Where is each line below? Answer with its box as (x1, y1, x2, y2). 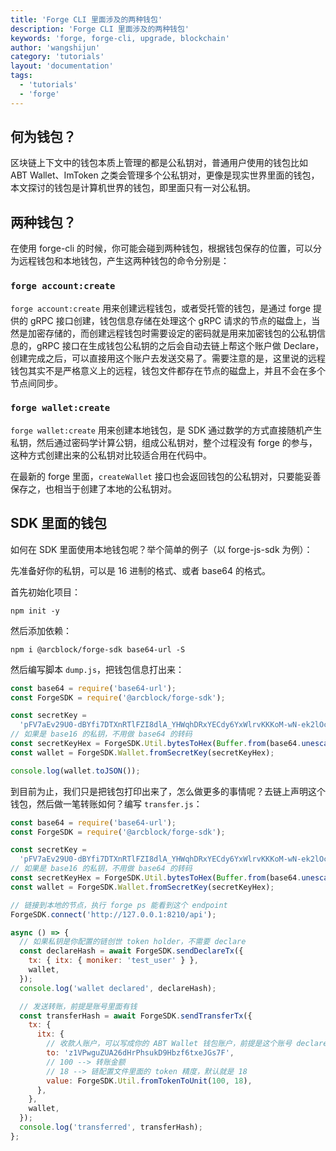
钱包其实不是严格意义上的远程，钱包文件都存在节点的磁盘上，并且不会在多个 (10, 364, 326, 376)
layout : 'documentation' (10, 61, 114, 71)
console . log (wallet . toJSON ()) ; (10, 766, 141, 776)
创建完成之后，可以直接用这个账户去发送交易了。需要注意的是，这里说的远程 (10, 352, 326, 364)
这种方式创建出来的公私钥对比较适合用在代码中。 (10, 449, 212, 461)
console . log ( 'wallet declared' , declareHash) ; (19, 983, 217, 993)
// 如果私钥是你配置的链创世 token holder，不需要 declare (19, 937, 247, 947)
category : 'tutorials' (10, 52, 105, 62)
